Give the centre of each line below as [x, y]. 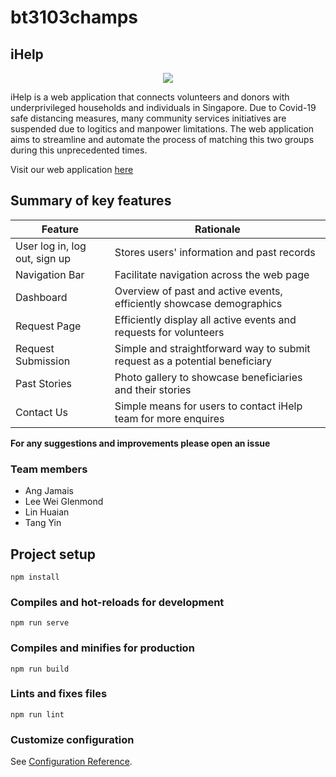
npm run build [40, 669]
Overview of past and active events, [198, 291]
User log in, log [51, 246]
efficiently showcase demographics [198, 303]
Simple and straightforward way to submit [212, 348]
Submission [43, 361]
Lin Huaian [47, 512]
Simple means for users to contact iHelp [208, 406]
